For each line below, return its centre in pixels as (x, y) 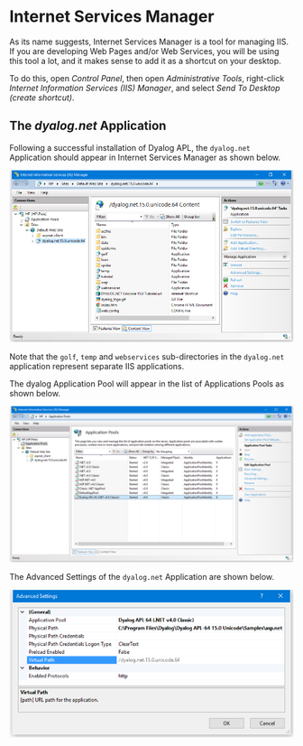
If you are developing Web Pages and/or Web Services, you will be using (144, 51)
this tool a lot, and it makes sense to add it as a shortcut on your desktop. (145, 61)
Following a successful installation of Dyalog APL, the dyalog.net (130, 147)
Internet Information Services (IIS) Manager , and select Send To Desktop (145, 88)
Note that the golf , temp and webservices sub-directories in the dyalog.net (147, 357)
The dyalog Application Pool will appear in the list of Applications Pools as (147, 384)
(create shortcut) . (42, 98)
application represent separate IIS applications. (97, 367)
